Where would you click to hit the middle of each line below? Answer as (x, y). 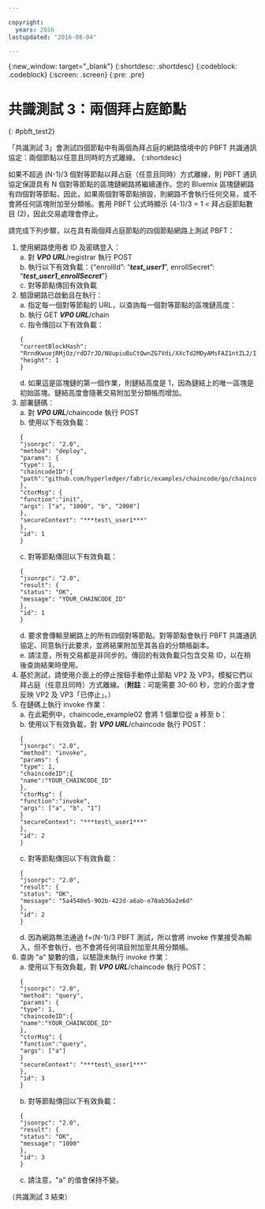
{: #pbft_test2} (32, 132)
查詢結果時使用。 (54, 665)
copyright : (26, 22)
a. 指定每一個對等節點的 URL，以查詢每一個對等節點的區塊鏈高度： (128, 305)
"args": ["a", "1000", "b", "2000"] (80, 507)
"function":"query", (53, 1044)
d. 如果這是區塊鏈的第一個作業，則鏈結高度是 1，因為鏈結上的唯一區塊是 (136, 383)
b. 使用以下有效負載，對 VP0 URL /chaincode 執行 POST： (114, 724)
